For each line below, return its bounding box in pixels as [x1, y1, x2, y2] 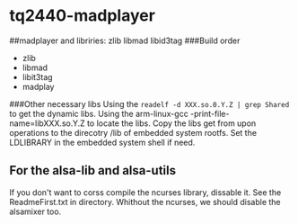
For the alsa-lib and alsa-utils [9, 163, 177, 178]
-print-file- [189, 108, 230, 119]
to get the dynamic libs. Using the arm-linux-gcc [9, 108, 188, 119]
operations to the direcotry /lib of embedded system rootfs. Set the [9, 127, 258, 138]
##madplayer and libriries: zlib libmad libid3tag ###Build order [9, 35, 241, 46]
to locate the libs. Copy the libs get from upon [86, 118, 257, 129]
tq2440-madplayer [9, 5, 155, 26]
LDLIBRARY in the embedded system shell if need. [9, 137, 196, 148]
